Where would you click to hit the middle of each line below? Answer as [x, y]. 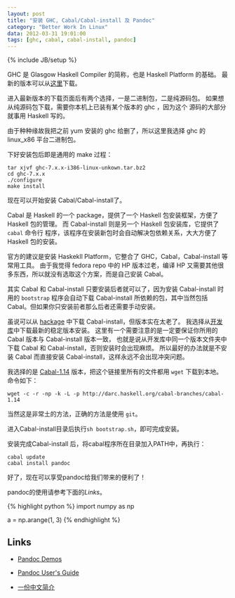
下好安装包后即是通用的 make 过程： [60, 155]
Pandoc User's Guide [48, 572]
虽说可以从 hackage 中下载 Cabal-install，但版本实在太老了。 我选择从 [109, 322]
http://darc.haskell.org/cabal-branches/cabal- [153, 394]
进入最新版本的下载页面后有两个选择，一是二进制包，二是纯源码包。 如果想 [116, 98]
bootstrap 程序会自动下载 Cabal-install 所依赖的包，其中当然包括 [114, 298]
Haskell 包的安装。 [34, 242]
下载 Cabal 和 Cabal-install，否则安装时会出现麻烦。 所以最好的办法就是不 [114, 348]
